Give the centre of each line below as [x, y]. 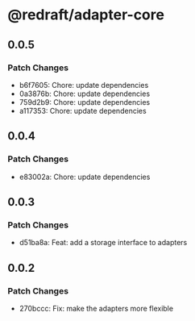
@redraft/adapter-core [86, 15]
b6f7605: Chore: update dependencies [84, 85]
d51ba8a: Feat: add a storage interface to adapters [103, 243]
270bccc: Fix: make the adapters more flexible [96, 308]
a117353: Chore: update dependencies [83, 110]
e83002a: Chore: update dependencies [85, 177]
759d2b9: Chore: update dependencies [85, 102]
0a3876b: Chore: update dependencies [85, 94]
